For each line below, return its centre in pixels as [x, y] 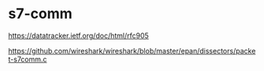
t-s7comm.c [28, 59]
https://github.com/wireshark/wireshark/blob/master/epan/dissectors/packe [132, 50]
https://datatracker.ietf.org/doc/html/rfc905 [79, 35]
